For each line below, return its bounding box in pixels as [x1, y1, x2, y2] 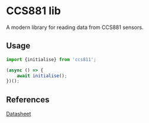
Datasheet [6, 111, 31, 118]
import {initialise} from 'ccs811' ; [6, 56, 96, 63]
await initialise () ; [17, 73, 67, 79]
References [6, 95, 50, 105]
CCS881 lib [6, 4, 61, 18]
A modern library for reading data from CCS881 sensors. [6, 24, 144, 31]
